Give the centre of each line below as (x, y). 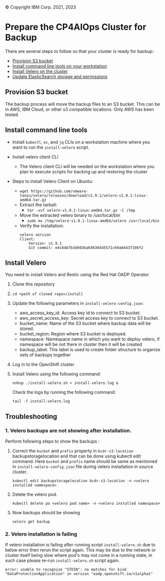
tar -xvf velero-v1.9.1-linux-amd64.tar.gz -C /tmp (81, 210)
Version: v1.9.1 (45, 243)
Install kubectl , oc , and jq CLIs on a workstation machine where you (81, 142)
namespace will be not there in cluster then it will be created (81, 344)
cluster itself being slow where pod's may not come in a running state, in (79, 555)
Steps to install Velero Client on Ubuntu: (53, 181)
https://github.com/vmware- (60, 191)
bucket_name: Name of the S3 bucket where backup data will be (85, 324)
